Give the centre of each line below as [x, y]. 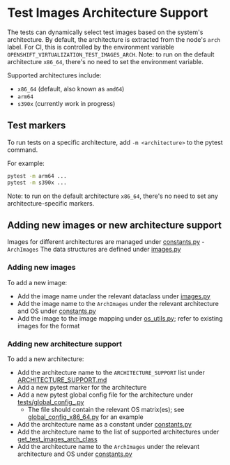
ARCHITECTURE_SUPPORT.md [62, 380]
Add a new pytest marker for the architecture [82, 387]
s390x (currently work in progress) [66, 103]
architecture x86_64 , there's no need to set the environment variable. [106, 61]
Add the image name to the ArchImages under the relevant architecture [118, 303]
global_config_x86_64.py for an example [86, 417]
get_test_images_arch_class [57, 439]
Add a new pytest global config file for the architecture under [105, 395]
